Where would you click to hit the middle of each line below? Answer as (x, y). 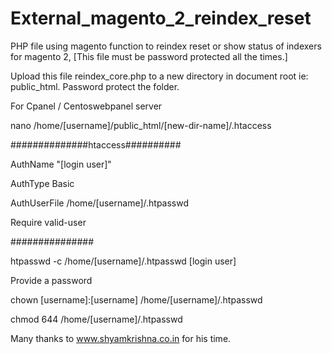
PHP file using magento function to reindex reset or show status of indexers (166, 46)
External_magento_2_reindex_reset (161, 18)
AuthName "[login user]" (61, 164)
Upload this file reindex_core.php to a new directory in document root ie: (159, 76)
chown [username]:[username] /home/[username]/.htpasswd (136, 299)
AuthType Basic (42, 183)
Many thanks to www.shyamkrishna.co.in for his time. (121, 338)
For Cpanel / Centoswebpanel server (86, 106)
